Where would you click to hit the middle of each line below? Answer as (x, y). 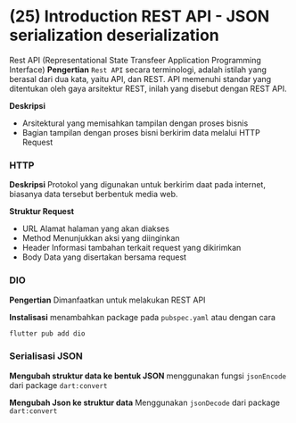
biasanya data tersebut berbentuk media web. (94, 195)
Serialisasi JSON (46, 356)
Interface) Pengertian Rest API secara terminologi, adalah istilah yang (138, 70)
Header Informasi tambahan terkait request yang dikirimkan (132, 248)
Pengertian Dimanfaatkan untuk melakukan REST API (107, 300)
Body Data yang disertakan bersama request (104, 257)
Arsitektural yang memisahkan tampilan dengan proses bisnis (135, 123)
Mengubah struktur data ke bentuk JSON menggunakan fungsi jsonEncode (148, 376)
